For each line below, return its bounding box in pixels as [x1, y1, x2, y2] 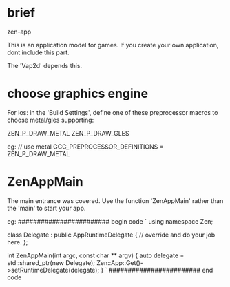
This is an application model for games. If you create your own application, [7, 41, 219, 49]
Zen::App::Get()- [96, 258, 143, 266]
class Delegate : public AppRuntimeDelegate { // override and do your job [7, 231, 216, 239]
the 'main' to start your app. [7, 204, 86, 212]
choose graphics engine [7, 86, 149, 101]
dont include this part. [7, 48, 70, 56]
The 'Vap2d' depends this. [7, 61, 83, 70]
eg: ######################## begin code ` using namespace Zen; [7, 217, 213, 225]
